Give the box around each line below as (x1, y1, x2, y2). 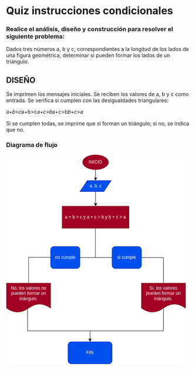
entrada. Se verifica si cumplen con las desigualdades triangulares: (6, 97, 169, 104)
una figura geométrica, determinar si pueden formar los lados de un (6, 52, 170, 59)
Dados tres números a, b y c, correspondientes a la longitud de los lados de (6, 46, 189, 53)
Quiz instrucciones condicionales (6, 4, 173, 18)
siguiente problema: (6, 32, 65, 40)
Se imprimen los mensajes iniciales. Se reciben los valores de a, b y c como (6, 91, 189, 98)
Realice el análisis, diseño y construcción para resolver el (6, 25, 173, 33)
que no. (6, 126, 25, 133)
